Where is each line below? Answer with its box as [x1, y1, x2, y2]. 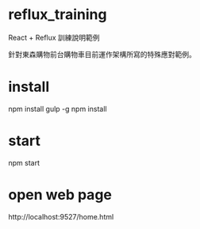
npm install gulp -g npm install [8, 104, 107, 113]
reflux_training [8, 6, 107, 24]
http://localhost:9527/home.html [8, 212, 114, 221]
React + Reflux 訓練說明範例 [8, 32, 101, 42]
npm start [8, 158, 40, 167]
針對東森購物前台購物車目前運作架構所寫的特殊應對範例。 [8, 49, 196, 59]
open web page [8, 186, 113, 204]
